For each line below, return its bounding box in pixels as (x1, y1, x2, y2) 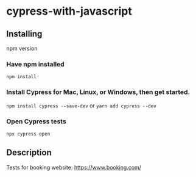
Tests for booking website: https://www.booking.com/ (6, 164, 142, 171)
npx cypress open (6, 131, 51, 137)
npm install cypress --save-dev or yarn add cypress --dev (6, 102, 156, 109)
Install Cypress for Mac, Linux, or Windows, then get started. (6, 88, 191, 96)
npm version (6, 45, 38, 52)
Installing (6, 29, 43, 39)
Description (6, 148, 52, 158)
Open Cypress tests (6, 117, 67, 126)
